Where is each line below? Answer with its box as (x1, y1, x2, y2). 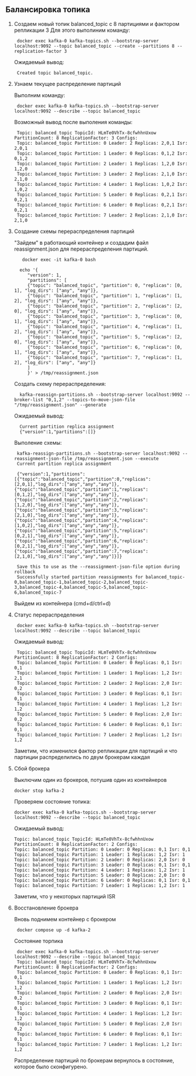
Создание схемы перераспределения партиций (13, 228, 134, 235)
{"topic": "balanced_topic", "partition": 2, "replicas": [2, (27, 303, 183, 309)
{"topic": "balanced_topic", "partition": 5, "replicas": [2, (27, 334, 183, 340)
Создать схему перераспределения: (13, 380, 106, 387)
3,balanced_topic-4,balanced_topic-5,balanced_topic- (13, 584, 148, 590)
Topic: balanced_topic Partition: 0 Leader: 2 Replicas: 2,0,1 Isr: (16, 140, 188, 146)
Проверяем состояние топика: (13, 798, 92, 805)
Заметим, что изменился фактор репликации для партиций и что (13, 747, 177, 754)
